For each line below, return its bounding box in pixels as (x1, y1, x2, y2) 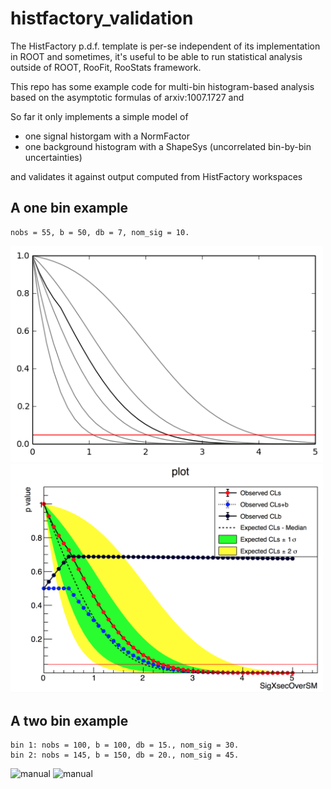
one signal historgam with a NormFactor (24, 130, 191, 142)
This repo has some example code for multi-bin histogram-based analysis (10, 80, 315, 92)
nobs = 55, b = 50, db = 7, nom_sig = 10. (10, 227, 190, 237)
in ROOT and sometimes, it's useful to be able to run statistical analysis (10, 50, 303, 62)
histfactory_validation (10, 7, 194, 30)
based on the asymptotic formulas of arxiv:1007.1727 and (10, 91, 245, 103)
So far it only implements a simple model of (10, 110, 189, 122)
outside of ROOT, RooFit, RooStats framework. (10, 61, 202, 73)
